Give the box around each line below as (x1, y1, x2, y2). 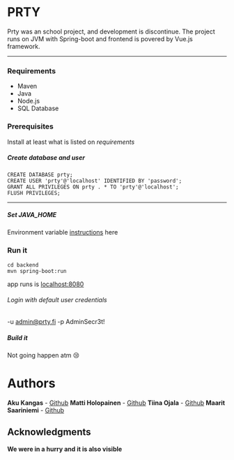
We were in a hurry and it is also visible (7, 445, 123, 453)
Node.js (17, 97, 40, 105)
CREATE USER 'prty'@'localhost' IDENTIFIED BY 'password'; (7, 177, 182, 184)
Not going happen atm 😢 (7, 350, 80, 359)
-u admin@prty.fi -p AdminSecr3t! (7, 317, 106, 325)
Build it (7, 333, 28, 342)
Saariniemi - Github (7, 406, 65, 414)
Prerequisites (7, 121, 54, 131)
